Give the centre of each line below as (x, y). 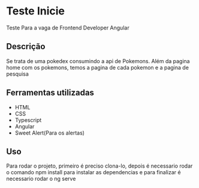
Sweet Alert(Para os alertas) (50, 133)
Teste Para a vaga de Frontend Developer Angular (68, 28)
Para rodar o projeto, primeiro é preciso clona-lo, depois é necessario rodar (99, 166)
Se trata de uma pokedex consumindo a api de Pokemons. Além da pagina (98, 61)
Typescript (28, 120)
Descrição (26, 47)
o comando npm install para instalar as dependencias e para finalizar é (94, 172)
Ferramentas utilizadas (50, 93)
